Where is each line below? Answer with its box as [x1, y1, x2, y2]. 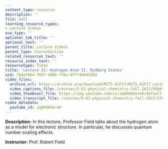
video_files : [5, 77, 32, 82]
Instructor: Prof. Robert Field [5, 139, 65, 145]
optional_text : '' [5, 40, 43, 45]
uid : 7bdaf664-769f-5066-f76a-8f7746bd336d [5, 72, 97, 77]
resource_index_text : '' [5, 58, 57, 63]
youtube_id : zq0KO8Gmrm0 [9, 105, 61, 110]
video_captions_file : [9, 86, 55, 91]
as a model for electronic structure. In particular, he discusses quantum [5, 124, 152, 130]
